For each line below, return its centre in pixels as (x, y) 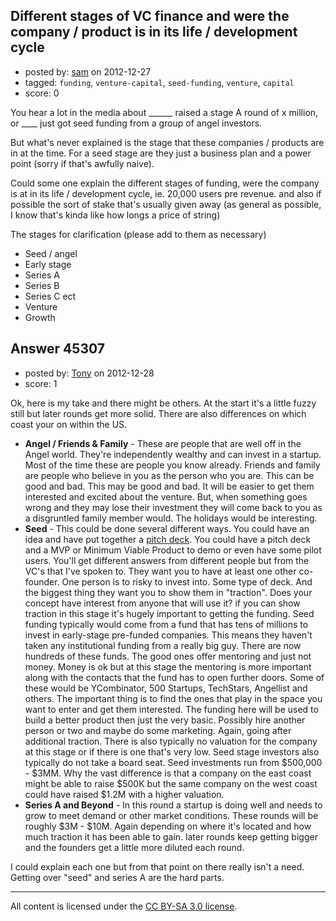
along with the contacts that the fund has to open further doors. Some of (174, 677)
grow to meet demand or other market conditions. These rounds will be (171, 815)
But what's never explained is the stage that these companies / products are (167, 142)
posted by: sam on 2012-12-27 (88, 71)
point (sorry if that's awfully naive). (82, 163)
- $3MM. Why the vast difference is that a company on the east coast (168, 773)
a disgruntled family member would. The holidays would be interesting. (171, 518)
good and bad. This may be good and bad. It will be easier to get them (169, 486)
